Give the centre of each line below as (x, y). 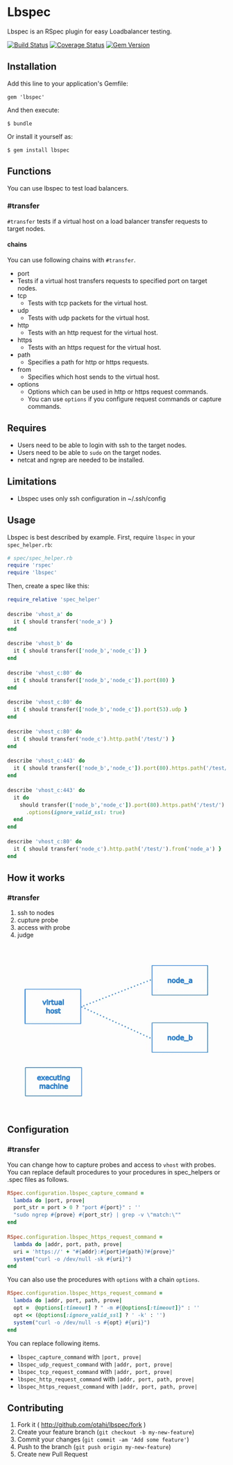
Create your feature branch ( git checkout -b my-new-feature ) (106, 1432)
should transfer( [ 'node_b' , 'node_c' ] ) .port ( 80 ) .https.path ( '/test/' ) (122, 805)
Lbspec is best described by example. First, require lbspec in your (101, 537)
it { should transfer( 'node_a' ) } (63, 622)
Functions (29, 171)
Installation (32, 67)
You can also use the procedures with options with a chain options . (103, 1279)
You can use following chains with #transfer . (71, 260)
